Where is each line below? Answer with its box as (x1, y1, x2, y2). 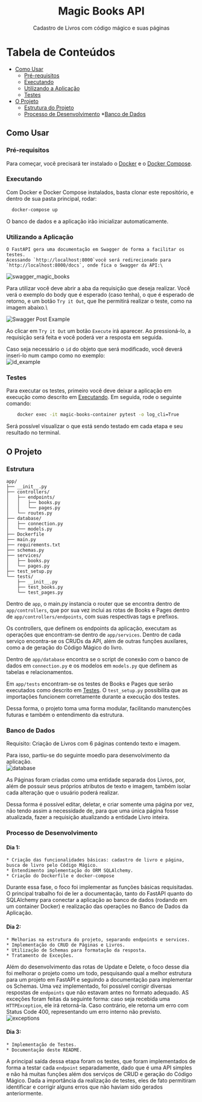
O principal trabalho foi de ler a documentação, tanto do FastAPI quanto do (6, 890, 193, 897)
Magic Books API (58, 4, 145, 18)
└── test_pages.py (17, 589, 63, 595)
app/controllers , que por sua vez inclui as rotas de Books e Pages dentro (6, 606, 190, 614)
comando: (6, 400, 31, 407)
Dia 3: (6, 1028, 22, 1036)
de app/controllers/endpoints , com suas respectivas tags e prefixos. (6, 612, 179, 620)
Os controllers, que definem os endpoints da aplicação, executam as (6, 624, 177, 632)
